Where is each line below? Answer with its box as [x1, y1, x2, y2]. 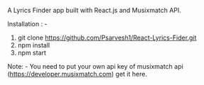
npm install [17, 41, 50, 49]
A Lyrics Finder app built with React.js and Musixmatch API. [7, 6, 181, 14]
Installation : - [7, 20, 48, 28]
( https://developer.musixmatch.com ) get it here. [7, 70, 148, 78]
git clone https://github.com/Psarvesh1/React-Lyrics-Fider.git [17, 33, 197, 42]
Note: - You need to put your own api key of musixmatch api [7, 62, 183, 70]
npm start [17, 49, 46, 57]
